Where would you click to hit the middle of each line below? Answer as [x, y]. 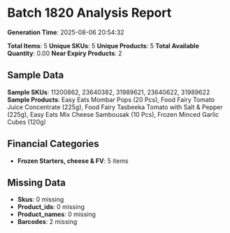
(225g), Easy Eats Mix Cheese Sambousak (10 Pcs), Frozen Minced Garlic [113, 114]
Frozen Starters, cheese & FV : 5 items [73, 161]
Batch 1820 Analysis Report [89, 13]
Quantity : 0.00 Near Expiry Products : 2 [65, 53]
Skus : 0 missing [41, 199]
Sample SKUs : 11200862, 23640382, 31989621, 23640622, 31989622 [109, 92]
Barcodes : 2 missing [47, 222]
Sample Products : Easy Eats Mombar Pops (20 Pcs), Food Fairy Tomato [111, 99]
